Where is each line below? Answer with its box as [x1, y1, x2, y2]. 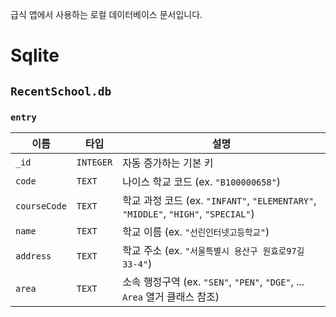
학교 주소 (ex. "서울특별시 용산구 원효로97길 [122, 243, 305, 257]
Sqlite [10, 44, 60, 67]
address [15, 250, 52, 262]
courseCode [15, 200, 67, 212]
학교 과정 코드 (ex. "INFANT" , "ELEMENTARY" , [122, 193, 317, 207]
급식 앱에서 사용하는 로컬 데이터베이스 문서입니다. [10, 9, 203, 20]
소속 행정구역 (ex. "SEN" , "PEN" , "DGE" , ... [122, 274, 305, 288]
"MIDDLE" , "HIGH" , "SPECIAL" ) [122, 206, 255, 220]
